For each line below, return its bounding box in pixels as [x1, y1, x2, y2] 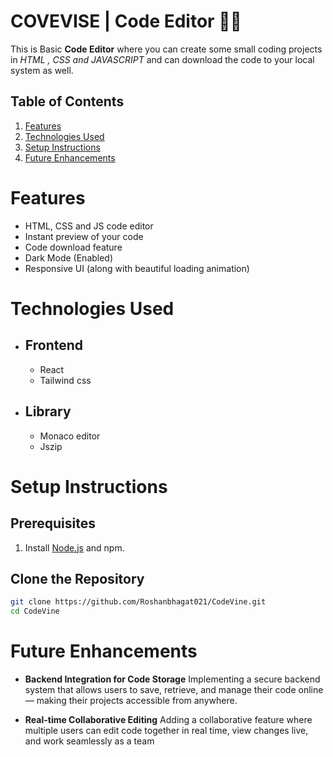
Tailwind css [39, 374, 92, 386]
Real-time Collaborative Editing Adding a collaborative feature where [24, 714, 313, 725]
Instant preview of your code [24, 230, 144, 242]
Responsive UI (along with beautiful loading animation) [24, 262, 250, 274]
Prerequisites [10, 515, 96, 532]
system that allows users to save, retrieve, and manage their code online [24, 684, 324, 695]
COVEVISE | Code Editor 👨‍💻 [10, 10, 242, 33]
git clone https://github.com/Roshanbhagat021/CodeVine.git [10, 597, 267, 607]
